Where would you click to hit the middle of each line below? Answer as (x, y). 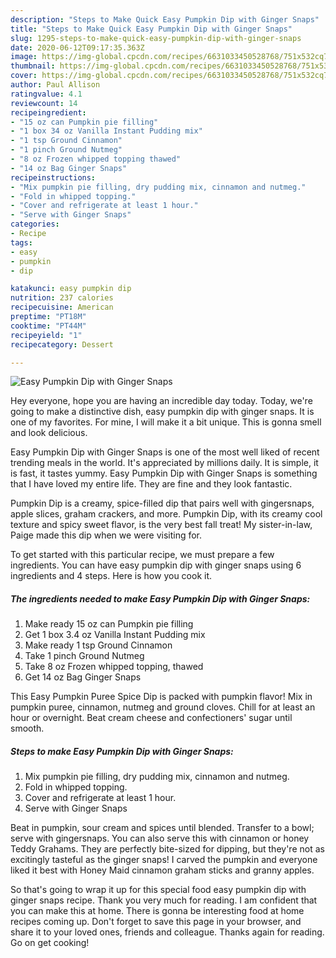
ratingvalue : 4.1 (46, 94)
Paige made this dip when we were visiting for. (106, 535)
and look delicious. (49, 433)
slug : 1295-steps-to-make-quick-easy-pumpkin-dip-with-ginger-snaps (156, 38)
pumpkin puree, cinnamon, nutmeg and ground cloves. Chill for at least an (163, 707)
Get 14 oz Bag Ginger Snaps (83, 677)
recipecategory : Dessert (62, 344)
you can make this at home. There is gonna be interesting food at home (157, 911)
